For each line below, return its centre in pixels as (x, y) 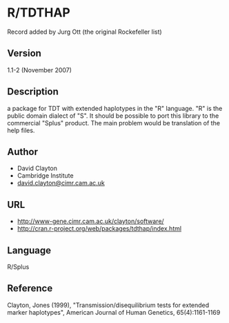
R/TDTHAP (39, 13)
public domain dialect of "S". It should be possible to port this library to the (113, 116)
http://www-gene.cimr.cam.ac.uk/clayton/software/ (90, 221)
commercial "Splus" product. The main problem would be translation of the (114, 123)
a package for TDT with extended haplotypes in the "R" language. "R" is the (115, 108)
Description (33, 92)
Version (24, 53)
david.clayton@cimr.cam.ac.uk (61, 183)
